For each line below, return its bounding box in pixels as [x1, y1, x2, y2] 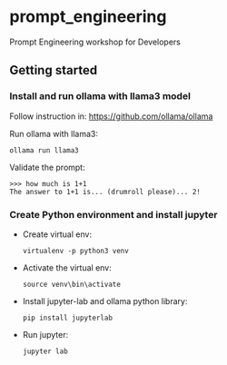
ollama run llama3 [9, 145, 79, 155]
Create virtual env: [22, 229, 93, 240]
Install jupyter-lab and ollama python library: [22, 295, 188, 306]
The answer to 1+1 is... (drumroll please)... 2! [9, 187, 202, 196]
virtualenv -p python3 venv [22, 246, 129, 255]
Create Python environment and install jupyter [9, 208, 218, 221]
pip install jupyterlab [22, 313, 113, 322]
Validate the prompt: [9, 162, 85, 173]
